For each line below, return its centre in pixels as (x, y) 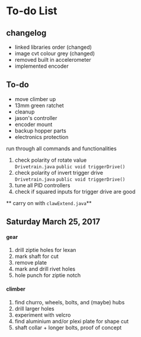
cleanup (25, 112)
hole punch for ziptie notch (48, 275)
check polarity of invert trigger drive (59, 172)
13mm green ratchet (39, 105)
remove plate (31, 263)
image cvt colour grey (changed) (55, 53)
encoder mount (33, 124)
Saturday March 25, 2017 (53, 222)
